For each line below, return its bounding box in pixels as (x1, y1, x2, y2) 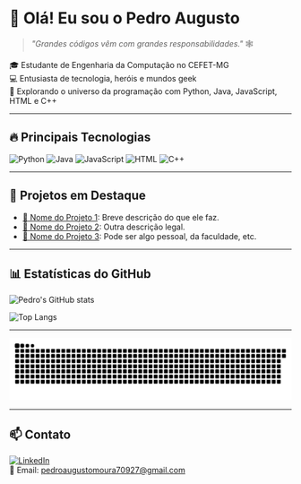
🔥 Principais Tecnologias (9, 130, 151, 145)
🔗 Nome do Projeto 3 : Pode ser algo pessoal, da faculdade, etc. (21, 230, 257, 241)
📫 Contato (9, 427, 72, 442)
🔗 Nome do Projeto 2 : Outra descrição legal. (21, 221, 185, 232)
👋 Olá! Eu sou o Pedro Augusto (9, 8, 240, 29)
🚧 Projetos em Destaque (9, 188, 146, 203)
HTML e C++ (9, 95, 57, 106)
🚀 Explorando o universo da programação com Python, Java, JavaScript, (9, 85, 278, 97)
